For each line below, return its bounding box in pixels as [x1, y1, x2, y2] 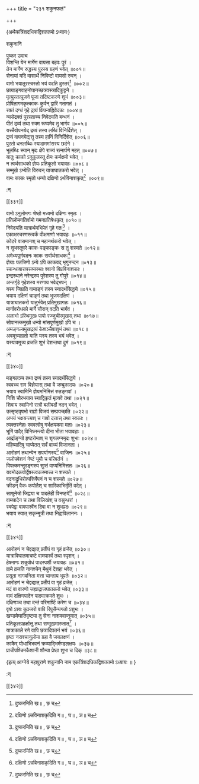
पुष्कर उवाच [6, 52, 28, 59]
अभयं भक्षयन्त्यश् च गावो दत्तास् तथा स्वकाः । [6, 414, 88, 421]
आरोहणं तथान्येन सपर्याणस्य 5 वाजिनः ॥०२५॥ [6, 447, 91, 456]
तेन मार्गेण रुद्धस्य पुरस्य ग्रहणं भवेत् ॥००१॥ [6, 65, 86, 72]
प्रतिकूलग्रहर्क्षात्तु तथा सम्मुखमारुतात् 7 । [6, 618, 77, 627]
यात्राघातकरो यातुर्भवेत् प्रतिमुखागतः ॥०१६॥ [6, 299, 86, 306]
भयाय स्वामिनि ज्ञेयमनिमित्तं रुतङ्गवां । [6, 388, 77, 395]
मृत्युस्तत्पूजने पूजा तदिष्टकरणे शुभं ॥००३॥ [6, 93, 86, 100]
